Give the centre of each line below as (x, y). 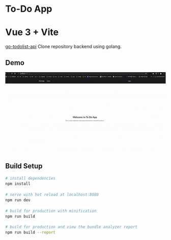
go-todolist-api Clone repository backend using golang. (64, 47)
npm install (18, 184)
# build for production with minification (51, 211)
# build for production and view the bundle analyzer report (72, 227)
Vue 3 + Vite (32, 32)
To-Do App (29, 9)
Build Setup (24, 166)
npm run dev (18, 200)
